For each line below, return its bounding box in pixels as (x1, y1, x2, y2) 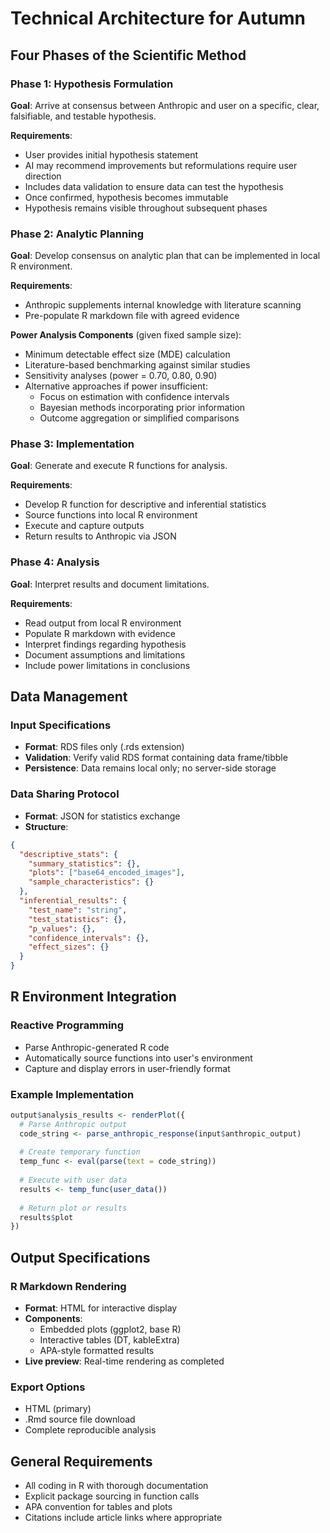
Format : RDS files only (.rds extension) (24, 741, 185, 753)
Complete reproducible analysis (24, 1424, 157, 1436)
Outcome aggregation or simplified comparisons (39, 412, 240, 424)
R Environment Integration (10, 988, 177, 1006)
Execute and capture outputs (24, 520, 145, 532)
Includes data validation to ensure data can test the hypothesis (24, 180, 284, 192)
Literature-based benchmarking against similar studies (24, 359, 251, 371)
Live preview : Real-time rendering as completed (24, 1355, 225, 1367)
